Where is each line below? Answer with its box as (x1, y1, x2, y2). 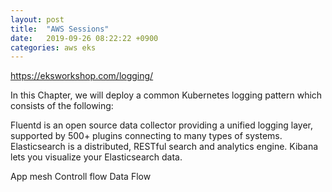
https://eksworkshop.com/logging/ (10, 70, 154, 82)
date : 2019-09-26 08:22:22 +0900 (10, 33, 159, 43)
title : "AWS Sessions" (10, 24, 110, 34)
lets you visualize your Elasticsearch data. (10, 151, 183, 163)
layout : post (10, 14, 65, 25)
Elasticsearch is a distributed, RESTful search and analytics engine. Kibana (10, 141, 319, 153)
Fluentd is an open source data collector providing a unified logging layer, (10, 119, 314, 131)
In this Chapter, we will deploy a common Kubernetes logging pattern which (10, 89, 323, 101)
